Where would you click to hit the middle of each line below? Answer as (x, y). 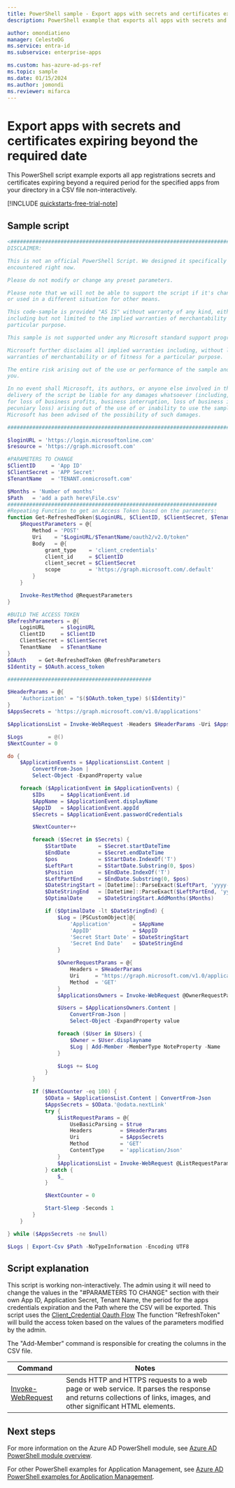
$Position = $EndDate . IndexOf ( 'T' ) (107, 872)
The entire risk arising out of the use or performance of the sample (112, 370)
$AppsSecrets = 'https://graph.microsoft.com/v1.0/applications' (104, 712)
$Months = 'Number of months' (51, 492)
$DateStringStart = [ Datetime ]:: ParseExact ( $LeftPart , (126, 885)
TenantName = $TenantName (60, 647)
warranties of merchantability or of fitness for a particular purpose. (115, 357)
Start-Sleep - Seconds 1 (79, 1208)
